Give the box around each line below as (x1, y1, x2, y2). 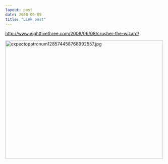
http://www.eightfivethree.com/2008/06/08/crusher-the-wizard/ (5, 31, 140, 37)
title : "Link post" (5, 17, 46, 22)
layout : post (5, 7, 33, 13)
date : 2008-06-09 (5, 12, 42, 17)
